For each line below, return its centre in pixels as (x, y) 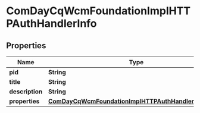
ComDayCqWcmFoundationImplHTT (99, 11)
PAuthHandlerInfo (51, 23)
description (26, 92)
